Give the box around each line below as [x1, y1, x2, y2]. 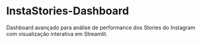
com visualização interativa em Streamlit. [6, 30, 108, 37]
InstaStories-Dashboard [6, 4, 129, 18]
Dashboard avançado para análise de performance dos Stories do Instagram [6, 24, 196, 31]
